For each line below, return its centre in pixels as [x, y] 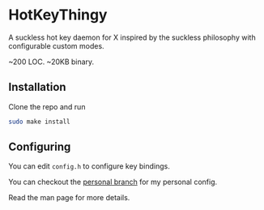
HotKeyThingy [58, 15]
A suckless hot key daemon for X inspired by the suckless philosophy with [132, 37]
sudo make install [39, 122]
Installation [37, 87]
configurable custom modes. [56, 45]
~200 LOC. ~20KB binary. [51, 62]
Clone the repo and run [47, 106]
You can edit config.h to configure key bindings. [89, 166]
